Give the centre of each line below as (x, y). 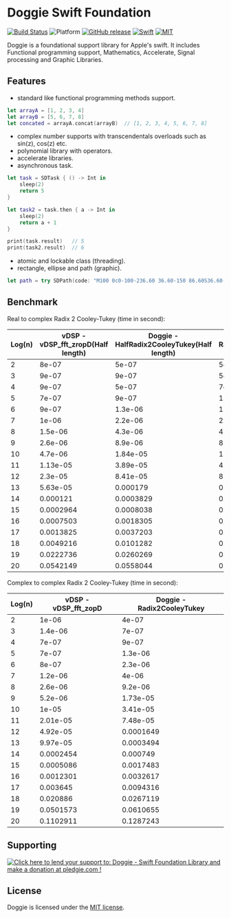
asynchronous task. (45, 166)
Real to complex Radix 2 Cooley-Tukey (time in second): (86, 318)
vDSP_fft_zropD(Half (74, 344)
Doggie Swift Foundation (79, 13)
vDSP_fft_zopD (77, 608)
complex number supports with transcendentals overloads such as (111, 136)
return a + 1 (38, 222)
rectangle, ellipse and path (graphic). (69, 268)
